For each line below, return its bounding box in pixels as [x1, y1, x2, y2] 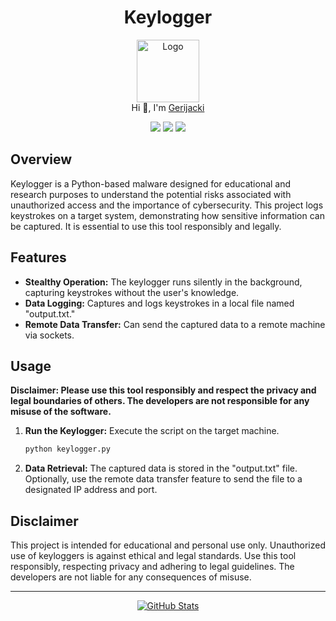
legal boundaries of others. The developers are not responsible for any [10, 395, 310, 407]
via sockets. [24, 329, 75, 341]
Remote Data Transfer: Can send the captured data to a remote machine [24, 318, 326, 330]
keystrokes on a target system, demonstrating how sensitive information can [10, 209, 325, 221]
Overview [10, 151, 73, 168]
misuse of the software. [10, 406, 112, 418]
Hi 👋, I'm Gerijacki [131, 101, 205, 113]
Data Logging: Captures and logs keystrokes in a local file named [24, 297, 295, 309]
